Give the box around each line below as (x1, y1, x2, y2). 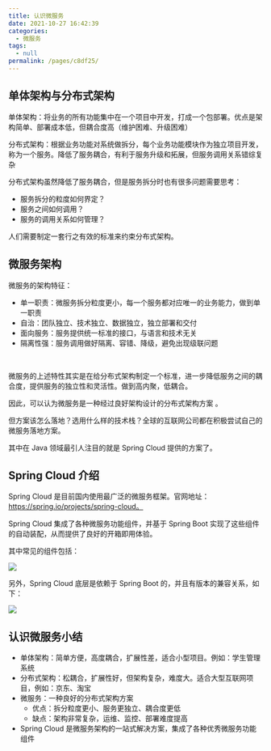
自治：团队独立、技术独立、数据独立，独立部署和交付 (19, 317, 198, 328)
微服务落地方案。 (8, 426, 65, 435)
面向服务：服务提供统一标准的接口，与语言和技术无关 (19, 328, 198, 337)
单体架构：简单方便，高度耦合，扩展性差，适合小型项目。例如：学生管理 (19, 653, 261, 663)
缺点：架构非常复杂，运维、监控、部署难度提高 (31, 714, 188, 723)
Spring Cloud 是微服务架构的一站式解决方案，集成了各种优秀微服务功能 (19, 723, 256, 733)
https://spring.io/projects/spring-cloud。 (8, 502, 144, 511)
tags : (8, 42, 27, 50)
